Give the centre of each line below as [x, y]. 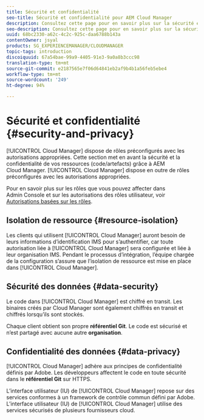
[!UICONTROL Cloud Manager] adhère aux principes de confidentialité [94, 366]
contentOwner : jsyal [32, 40]
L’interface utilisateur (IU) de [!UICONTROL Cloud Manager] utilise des [94, 404]
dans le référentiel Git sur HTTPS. [49, 379]
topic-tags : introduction [39, 52]
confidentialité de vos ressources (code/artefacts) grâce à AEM [86, 163]
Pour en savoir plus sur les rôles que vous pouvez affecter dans [86, 188]
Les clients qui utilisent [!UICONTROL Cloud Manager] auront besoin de [96, 235]
